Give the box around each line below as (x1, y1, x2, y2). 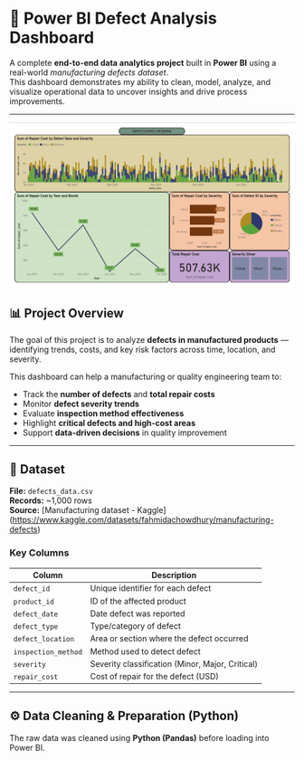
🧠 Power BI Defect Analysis (9, 8, 217, 29)
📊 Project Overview (9, 306, 124, 321)
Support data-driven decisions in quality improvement (22, 427, 228, 438)
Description (151, 570, 197, 581)
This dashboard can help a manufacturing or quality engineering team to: (9, 371, 282, 382)
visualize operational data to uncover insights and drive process (9, 86, 248, 97)
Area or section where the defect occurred (90, 633, 249, 644)
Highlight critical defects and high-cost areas (22, 417, 196, 428)
